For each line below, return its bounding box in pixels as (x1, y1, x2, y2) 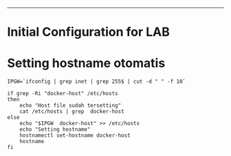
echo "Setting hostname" (19, 126, 91, 133)
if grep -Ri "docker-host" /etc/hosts (7, 90, 118, 97)
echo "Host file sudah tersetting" (19, 102, 122, 109)
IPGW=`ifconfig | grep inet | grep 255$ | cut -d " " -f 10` (7, 78, 186, 86)
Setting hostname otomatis (7, 55, 166, 71)
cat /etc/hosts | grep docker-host (19, 108, 125, 115)
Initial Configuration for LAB (7, 25, 170, 40)
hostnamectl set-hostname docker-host (19, 132, 131, 139)
